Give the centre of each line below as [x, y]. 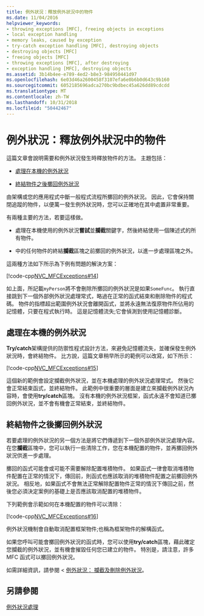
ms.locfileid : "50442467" [39, 108]
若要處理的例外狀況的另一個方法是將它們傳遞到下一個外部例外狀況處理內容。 [102, 440]
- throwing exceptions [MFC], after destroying [68, 63]
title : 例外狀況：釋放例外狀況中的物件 [50, 12]
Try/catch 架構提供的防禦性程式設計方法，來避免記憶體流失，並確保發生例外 [101, 348]
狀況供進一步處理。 [30, 456]
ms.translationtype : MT [36, 91]
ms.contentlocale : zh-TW [38, 97]
